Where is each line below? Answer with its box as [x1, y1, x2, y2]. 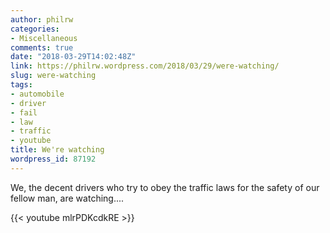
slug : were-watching [10, 71, 97, 81]
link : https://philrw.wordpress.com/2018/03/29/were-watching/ [10, 61, 280, 71]
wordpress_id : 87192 [10, 154, 97, 164]
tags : [10, 80, 33, 90]
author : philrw [10, 14, 74, 25]
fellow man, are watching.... [10, 192, 125, 204]
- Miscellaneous [10, 33, 78, 43]
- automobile [10, 89, 65, 99]
